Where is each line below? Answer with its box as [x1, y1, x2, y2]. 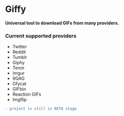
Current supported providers [5, 32, 77, 39]
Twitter [12, 44, 27, 50]
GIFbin [12, 86, 26, 92]
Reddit [12, 49, 26, 55]
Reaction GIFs [12, 91, 41, 98]
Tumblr [12, 54, 27, 60]
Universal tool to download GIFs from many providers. [5, 20, 120, 26]
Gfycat [12, 81, 26, 87]
